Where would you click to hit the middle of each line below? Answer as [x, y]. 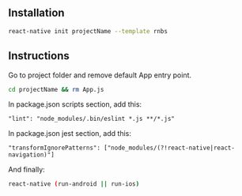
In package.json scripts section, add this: [75, 104]
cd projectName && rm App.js [56, 89]
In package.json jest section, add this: [70, 134]
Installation [36, 13]
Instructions [39, 56]
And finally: [26, 170]
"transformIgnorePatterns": [55, 148]
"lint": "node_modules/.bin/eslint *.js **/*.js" [92, 119]
